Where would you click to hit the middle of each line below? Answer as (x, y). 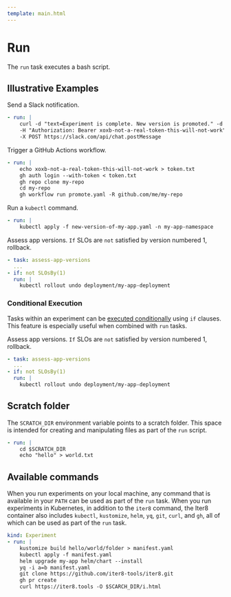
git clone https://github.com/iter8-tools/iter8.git (97, 574)
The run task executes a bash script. (59, 67)
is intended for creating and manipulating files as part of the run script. (107, 430)
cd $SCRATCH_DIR (43, 449)
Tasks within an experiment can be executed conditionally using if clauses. (114, 318)
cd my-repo (35, 188)
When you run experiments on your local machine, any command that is (109, 494)
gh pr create (38, 580)
